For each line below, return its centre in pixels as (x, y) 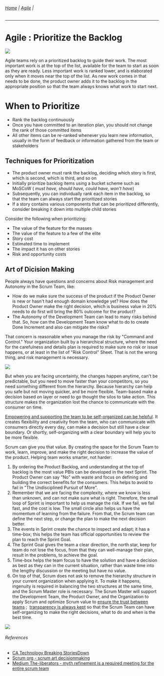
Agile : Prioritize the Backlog (64, 38)
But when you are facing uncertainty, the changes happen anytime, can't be (81, 376)
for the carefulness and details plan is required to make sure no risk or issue (82, 347)
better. (19, 523)
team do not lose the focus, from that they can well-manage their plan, (83, 550)
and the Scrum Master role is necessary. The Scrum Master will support (84, 591)
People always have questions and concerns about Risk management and (79, 281)
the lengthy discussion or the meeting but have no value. (69, 570)
